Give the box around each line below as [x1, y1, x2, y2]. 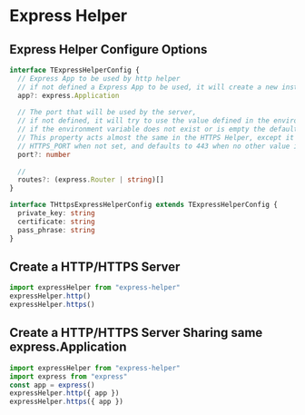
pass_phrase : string [17, 225, 95, 234]
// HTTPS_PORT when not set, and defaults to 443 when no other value [17, 142, 290, 151]
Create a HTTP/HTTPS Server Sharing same [9, 325, 263, 341]
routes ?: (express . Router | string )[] [17, 175, 165, 184]
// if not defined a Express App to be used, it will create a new [17, 83, 279, 92]
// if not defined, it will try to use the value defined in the [17, 116, 271, 125]
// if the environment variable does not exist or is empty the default [17, 124, 299, 134]
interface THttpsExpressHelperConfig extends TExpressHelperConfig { [9, 201, 279, 210]
